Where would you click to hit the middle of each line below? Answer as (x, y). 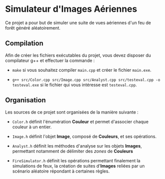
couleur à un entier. (32, 127)
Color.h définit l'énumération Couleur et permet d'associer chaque (80, 121)
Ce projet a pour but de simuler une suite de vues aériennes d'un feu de (78, 23)
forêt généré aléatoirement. (33, 28)
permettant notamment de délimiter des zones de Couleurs (73, 151)
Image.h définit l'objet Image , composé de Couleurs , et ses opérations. (84, 136)
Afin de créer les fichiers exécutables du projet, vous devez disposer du (78, 55)
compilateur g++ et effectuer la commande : (50, 60)
